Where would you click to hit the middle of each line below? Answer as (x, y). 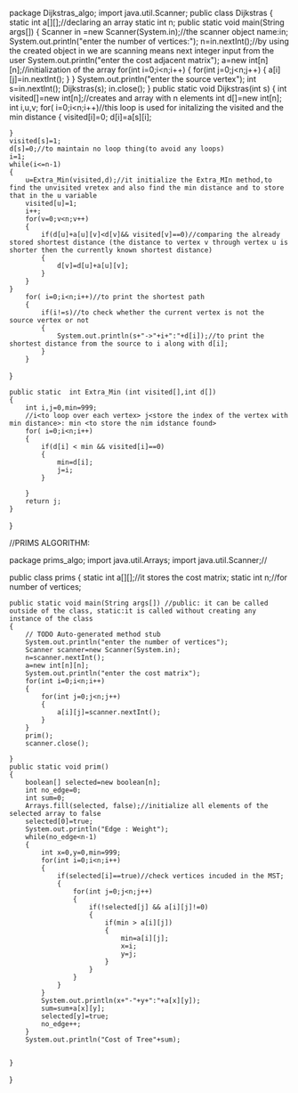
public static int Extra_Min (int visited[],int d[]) (113, 392)
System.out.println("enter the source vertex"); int (166, 79)
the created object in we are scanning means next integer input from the (141, 51)
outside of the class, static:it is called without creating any (133, 611)
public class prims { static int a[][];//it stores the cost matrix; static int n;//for (148, 577)
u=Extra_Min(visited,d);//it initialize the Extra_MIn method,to (149, 180)
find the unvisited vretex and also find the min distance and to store (147, 188)
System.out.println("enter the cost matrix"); (113, 673)
